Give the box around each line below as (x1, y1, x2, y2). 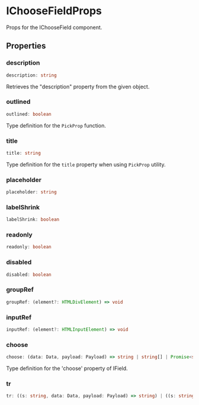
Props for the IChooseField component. (6, 24, 102, 31)
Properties (6, 41, 46, 51)
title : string (6, 150, 41, 156)
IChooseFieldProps (6, 4, 102, 18)
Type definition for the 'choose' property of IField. (6, 365, 129, 372)
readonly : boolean (6, 244, 52, 250)
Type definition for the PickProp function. (6, 122, 107, 129)
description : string (6, 72, 57, 78)
